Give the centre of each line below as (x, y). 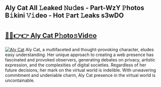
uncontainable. (20, 80)
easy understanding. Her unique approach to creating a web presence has (79, 55)
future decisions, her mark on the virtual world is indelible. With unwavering (80, 70)
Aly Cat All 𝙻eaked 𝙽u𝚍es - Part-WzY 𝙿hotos (75, 8)
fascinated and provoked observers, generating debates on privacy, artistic (80, 60)
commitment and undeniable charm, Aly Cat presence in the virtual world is (80, 75)
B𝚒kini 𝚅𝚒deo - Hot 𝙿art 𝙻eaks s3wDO (64, 16)
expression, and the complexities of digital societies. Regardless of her (76, 65)
